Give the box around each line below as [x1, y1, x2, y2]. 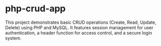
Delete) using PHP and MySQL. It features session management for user [5, 24, 154, 30]
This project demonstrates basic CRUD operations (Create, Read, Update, [5, 19, 157, 25]
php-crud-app [5, 3, 66, 14]
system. [5, 35, 21, 41]
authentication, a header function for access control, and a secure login [5, 30, 153, 36]
